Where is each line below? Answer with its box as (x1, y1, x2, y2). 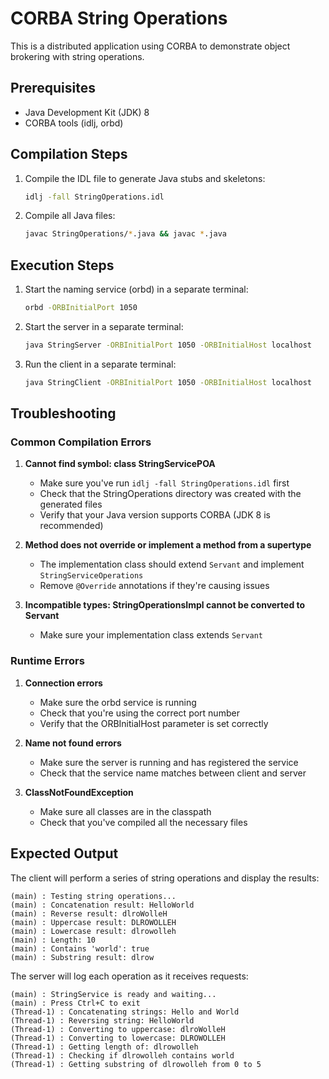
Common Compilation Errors (10, 435, 152, 449)
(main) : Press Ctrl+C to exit (10, 998, 141, 1008)
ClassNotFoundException (24, 786, 134, 798)
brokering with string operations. (10, 50, 145, 62)
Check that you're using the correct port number (39, 707, 240, 719)
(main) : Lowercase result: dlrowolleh (10, 926, 177, 936)
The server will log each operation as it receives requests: (10, 970, 249, 982)
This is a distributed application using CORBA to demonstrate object (10, 40, 291, 52)
